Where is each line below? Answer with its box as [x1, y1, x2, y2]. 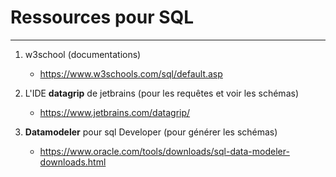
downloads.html [39, 156, 107, 168]
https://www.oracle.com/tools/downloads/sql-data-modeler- [39, 145, 290, 157]
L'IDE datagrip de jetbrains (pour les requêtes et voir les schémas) [24, 87, 299, 99]
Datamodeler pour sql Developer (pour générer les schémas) [24, 126, 278, 138]
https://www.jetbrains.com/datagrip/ [39, 106, 191, 118]
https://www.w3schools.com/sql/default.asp [39, 67, 223, 80]
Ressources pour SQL [10, 6, 195, 29]
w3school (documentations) [24, 48, 142, 60]
